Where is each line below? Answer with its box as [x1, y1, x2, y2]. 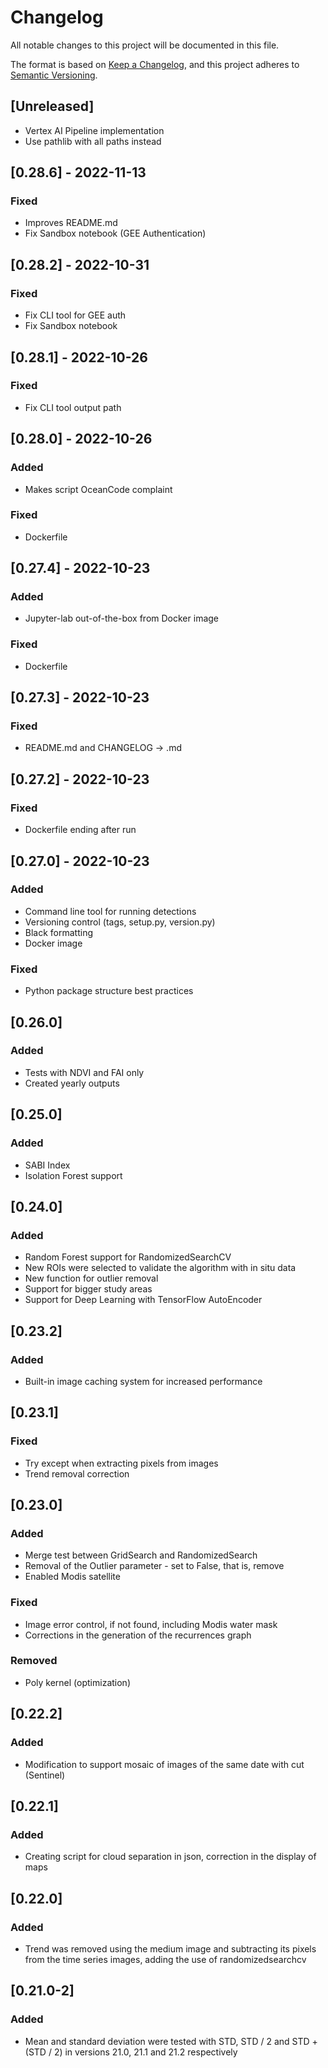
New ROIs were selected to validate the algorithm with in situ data [24, 1262, 297, 1274]
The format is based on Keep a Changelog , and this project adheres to [10, 58, 300, 70]
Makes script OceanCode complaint [24, 483, 173, 495]
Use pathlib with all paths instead [24, 135, 162, 147]
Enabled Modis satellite [24, 1571, 121, 1583]
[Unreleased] [10, 98, 95, 115]
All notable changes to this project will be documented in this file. [10, 39, 280, 51]
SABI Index [24, 1159, 71, 1171]
